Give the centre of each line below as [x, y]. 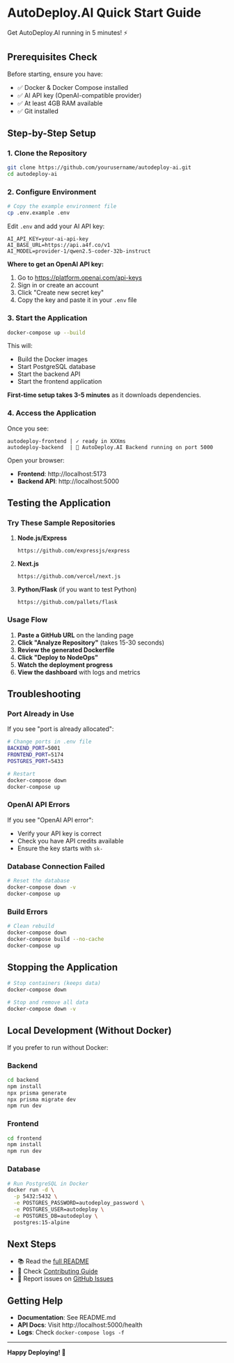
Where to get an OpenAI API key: [56, 264]
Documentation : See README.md [67, 1318]
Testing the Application [59, 503]
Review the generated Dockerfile [66, 649]
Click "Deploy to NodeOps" [58, 657]
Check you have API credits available [70, 841]
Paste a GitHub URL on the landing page [75, 635]
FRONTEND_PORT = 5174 [36, 755]
